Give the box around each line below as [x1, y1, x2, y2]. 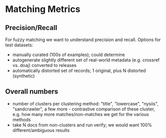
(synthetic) [12, 73, 35, 78]
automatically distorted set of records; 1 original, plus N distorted [12, 67, 146, 73]
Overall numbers [5, 87, 58, 96]
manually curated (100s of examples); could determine [12, 51, 125, 57]
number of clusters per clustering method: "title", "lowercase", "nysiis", [12, 100, 159, 106]
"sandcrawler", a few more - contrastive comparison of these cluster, [12, 106, 155, 112]
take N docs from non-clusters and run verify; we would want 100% [12, 121, 152, 128]
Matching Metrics [5, 3, 80, 15]
